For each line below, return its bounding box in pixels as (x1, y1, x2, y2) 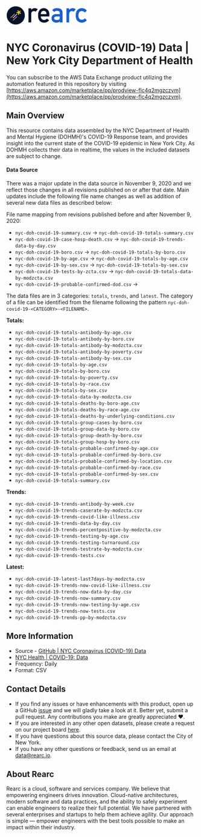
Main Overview (6, 111, 65, 121)
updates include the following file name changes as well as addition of (6, 193, 181, 200)
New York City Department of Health (6, 54, 193, 68)
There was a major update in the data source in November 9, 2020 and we (6, 179, 191, 187)
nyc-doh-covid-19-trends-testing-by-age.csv (14, 533, 129, 539)
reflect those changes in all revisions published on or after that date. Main (6, 186, 190, 193)
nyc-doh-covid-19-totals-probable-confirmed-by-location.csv (14, 458, 173, 465)
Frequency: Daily (14, 660, 57, 667)
